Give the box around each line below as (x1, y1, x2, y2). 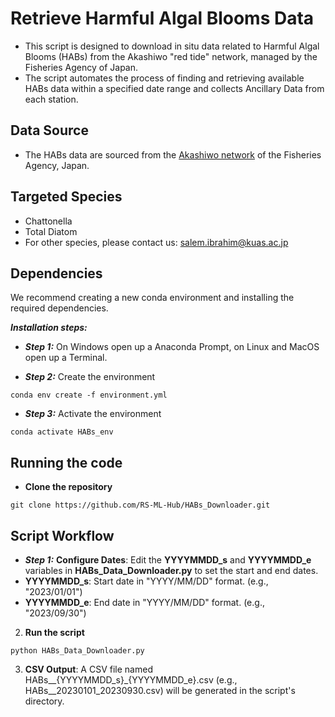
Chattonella (24, 215, 73, 227)
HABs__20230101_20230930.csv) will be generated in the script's (24, 685, 296, 696)
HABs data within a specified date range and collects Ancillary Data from (24, 82, 325, 94)
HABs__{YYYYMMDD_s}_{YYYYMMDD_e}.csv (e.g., (24, 674, 238, 686)
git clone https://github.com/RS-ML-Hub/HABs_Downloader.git (10, 500, 271, 511)
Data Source (10, 122, 89, 139)
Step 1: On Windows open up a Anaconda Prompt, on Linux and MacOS (24, 341, 320, 353)
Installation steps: (10, 322, 88, 334)
